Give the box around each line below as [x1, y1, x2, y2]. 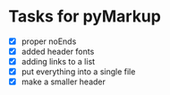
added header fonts [21, 47, 95, 56]
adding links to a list [21, 56, 96, 67]
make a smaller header [21, 76, 106, 87]
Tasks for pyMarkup [8, 6, 162, 27]
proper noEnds [21, 36, 77, 47]
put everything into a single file [21, 66, 136, 77]
